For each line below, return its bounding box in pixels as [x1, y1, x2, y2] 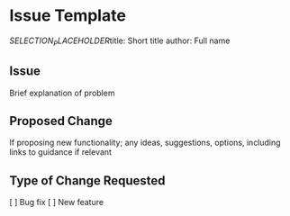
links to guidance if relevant [9, 147, 113, 157]
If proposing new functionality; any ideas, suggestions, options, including [9, 137, 281, 148]
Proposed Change [9, 113, 113, 129]
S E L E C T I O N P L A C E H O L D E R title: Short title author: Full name [9, 35, 231, 48]
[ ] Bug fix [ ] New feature [9, 197, 104, 208]
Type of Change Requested [9, 173, 166, 188]
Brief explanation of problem [9, 87, 115, 98]
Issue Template [9, 5, 126, 26]
